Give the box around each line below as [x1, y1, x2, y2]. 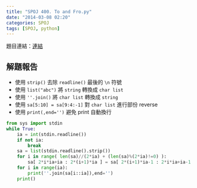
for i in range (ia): [17, 165, 68, 171]
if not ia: [17, 137, 44, 143]
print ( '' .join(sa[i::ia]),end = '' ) [27, 170, 113, 176]
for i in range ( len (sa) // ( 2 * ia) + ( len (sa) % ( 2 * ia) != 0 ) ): [17, 153, 167, 160]
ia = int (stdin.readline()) [17, 131, 87, 137]
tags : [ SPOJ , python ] [6, 25, 60, 32]
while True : [6, 126, 36, 132]
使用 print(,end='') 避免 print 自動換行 [14, 109, 112, 116]
